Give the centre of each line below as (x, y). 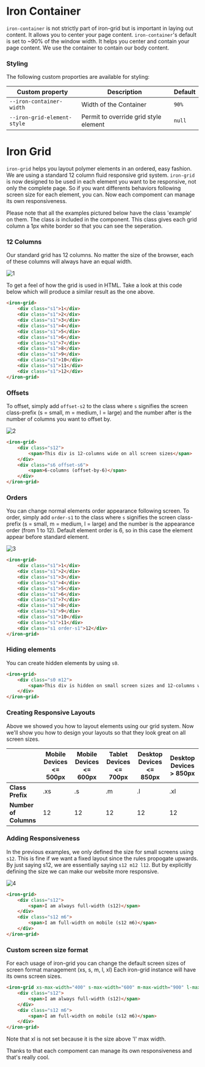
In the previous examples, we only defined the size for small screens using (100, 852)
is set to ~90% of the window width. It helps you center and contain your (98, 41)
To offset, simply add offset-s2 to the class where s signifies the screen (97, 406)
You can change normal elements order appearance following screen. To (98, 511)
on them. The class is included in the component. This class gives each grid (102, 220)
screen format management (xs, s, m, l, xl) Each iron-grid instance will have (101, 970)
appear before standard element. (48, 537)
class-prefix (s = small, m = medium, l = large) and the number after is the (99, 413)
